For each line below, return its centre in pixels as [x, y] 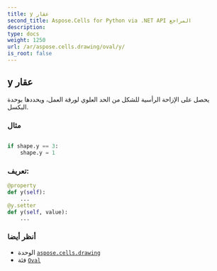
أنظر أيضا [22, 237]
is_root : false [30, 54]
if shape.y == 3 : [33, 146]
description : [27, 27]
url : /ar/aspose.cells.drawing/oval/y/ [66, 47]
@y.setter [22, 205]
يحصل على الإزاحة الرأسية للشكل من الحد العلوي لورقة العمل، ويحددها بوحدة [108, 99]
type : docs [23, 34]
